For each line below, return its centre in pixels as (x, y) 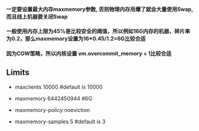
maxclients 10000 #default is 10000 (59, 87)
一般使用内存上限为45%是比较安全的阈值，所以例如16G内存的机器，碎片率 (98, 31)
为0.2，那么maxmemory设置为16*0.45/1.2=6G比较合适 (76, 39)
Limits (18, 72)
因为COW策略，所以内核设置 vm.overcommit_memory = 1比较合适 (89, 53)
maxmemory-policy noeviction (52, 110)
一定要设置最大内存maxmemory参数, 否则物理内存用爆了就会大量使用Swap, (99, 9)
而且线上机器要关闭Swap (37, 16)
